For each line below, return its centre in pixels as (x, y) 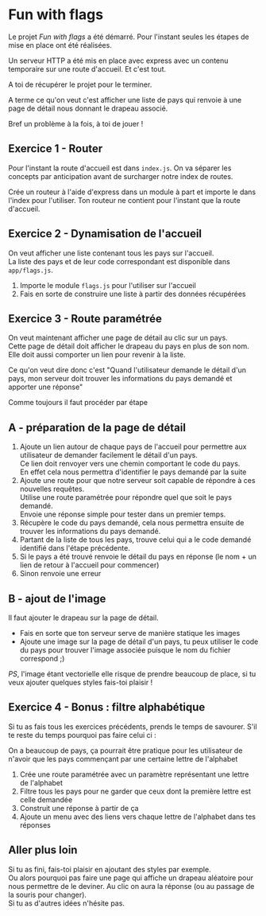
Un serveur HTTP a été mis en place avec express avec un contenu (118, 60)
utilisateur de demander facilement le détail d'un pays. (109, 455)
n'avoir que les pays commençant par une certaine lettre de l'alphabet (123, 758)
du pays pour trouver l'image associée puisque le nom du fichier (125, 650)
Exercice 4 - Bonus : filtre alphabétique (107, 707)
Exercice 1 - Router (56, 149)
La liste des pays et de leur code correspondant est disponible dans (119, 261)
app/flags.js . (31, 270)
